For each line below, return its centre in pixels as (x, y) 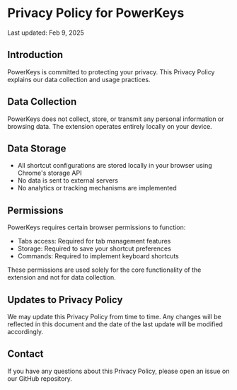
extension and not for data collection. (62, 277)
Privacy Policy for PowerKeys (96, 13)
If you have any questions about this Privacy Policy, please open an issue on (118, 371)
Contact (25, 354)
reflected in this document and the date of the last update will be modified (115, 324)
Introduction (35, 55)
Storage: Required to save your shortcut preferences (94, 248)
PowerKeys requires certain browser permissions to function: (97, 227)
